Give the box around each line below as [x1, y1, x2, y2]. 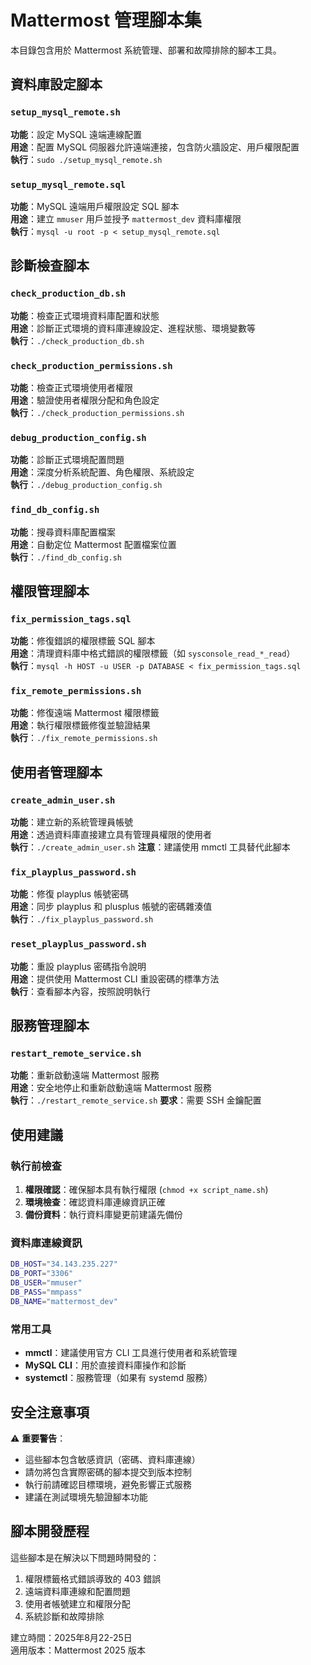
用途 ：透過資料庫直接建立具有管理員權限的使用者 [10, 829, 212, 841]
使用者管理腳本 [10, 764, 103, 781]
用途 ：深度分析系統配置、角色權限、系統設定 [10, 466, 195, 478]
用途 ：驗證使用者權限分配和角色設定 [10, 394, 160, 406]
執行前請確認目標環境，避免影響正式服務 [24, 1478, 192, 1490]
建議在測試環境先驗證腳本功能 [24, 1491, 148, 1503]
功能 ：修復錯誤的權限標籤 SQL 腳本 [10, 635, 156, 647]
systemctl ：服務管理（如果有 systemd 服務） [24, 1372, 213, 1384]
